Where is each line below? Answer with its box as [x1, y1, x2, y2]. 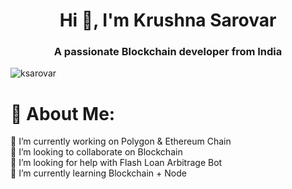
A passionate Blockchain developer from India [53, 45, 283, 59]
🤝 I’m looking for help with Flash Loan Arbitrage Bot [10, 157, 223, 169]
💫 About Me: [10, 102, 116, 125]
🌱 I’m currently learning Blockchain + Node [10, 167, 187, 179]
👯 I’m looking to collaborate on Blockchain [10, 146, 183, 158]
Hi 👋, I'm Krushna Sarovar [59, 9, 277, 32]
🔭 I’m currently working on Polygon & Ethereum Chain [10, 135, 232, 148]
